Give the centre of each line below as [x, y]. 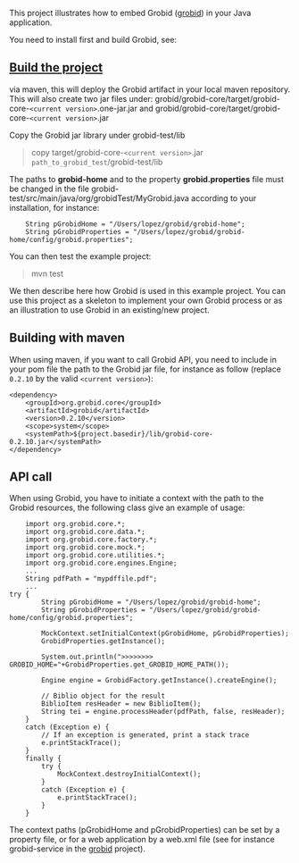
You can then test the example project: [80, 256]
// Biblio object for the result [104, 696]
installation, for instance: [54, 207]
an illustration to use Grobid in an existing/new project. [109, 310]
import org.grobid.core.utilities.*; [96, 556]
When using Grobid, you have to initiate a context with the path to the [137, 499]
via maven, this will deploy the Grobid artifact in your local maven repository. [150, 89]
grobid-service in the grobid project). [77, 849]
